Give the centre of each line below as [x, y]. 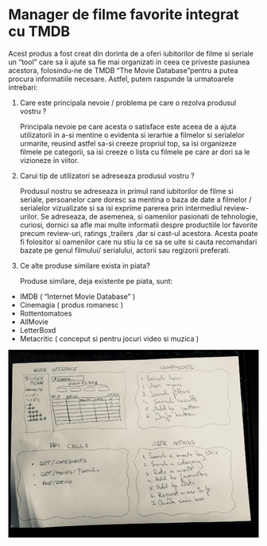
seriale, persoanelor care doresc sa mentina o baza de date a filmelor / [135, 199]
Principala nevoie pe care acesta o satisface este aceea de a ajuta [128, 126]
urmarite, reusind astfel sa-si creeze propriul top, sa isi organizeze [128, 143]
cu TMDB [39, 31]
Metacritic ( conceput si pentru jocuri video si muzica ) [109, 339]
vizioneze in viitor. [49, 160]
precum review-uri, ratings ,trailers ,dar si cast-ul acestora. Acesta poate [139, 233]
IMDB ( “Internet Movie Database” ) [77, 296]
